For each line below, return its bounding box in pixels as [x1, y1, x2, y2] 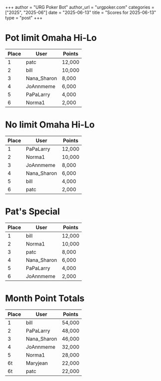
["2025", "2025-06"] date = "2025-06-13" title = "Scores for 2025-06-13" [5, 9, 157, 15]
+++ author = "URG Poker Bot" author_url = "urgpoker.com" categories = [5, 4, 155, 10]
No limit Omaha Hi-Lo [5, 119, 95, 130]
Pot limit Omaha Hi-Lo [5, 32, 97, 44]
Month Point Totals [5, 293, 85, 304]
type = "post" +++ [5, 15, 43, 20]
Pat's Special [5, 206, 60, 217]
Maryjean [25, 360, 48, 367]
